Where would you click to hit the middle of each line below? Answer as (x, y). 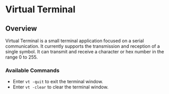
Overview (21, 29)
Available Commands (33, 70)
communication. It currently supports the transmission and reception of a (83, 46)
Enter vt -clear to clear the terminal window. (61, 87)
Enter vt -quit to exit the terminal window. (58, 82)
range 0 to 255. (22, 57)
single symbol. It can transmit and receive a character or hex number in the (85, 52)
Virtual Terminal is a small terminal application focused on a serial (75, 41)
